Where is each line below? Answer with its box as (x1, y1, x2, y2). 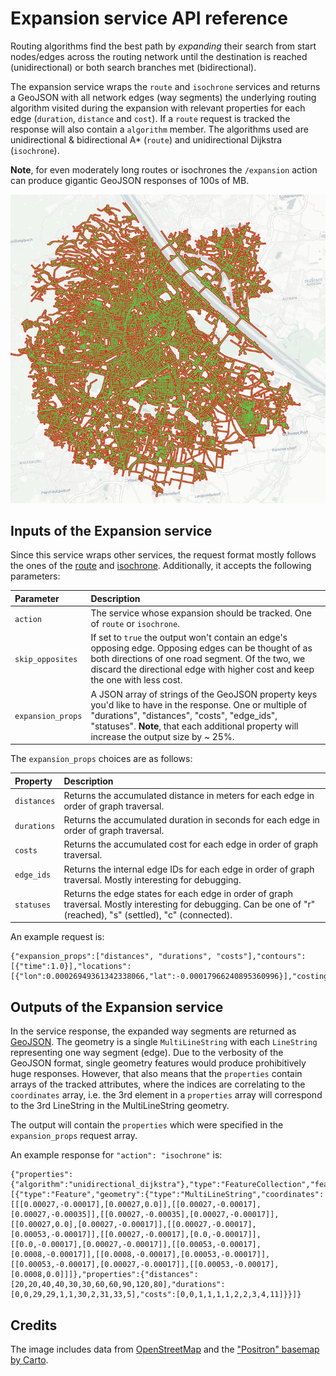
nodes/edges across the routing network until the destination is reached (10, 50, 308, 62)
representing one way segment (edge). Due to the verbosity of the (10, 1047, 284, 1059)
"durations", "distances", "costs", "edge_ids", (90, 709, 278, 721)
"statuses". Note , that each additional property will (90, 720, 299, 732)
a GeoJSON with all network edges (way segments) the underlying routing (10, 91, 317, 103)
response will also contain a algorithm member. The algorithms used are (10, 123, 309, 135)
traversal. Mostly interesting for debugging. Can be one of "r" (63, 898, 316, 910)
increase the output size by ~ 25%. (90, 730, 235, 742)
